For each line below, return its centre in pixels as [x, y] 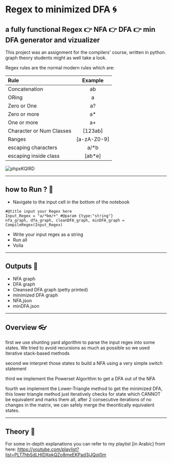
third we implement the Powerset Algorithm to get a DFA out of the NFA [80, 379]
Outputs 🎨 [22, 266]
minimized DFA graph [35, 295]
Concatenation [26, 89]
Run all [20, 239]
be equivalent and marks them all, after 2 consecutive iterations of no [79, 400]
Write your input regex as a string [48, 234]
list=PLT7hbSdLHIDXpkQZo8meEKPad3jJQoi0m [56, 455]
